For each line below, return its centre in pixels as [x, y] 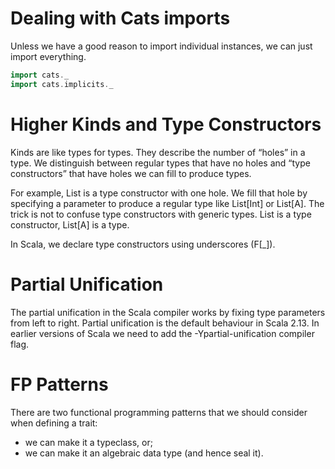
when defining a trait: [54, 423]
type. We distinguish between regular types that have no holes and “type [160, 163]
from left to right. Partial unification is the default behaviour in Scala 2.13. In [165, 323]
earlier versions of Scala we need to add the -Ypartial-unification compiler [162, 333]
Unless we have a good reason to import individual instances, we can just [161, 46]
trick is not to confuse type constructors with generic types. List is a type [161, 214]
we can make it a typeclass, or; [88, 442]
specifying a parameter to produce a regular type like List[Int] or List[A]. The [167, 203]
